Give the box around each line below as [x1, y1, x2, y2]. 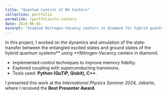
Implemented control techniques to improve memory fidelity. [12, 60, 137, 66]
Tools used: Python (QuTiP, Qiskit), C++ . [12, 70, 97, 76]
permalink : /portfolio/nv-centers [5, 16, 77, 21]
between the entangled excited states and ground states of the [22, 45, 152, 51]
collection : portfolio [5, 12, 52, 17]
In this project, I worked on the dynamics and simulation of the [5, 39, 133, 45]
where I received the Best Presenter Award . [5, 85, 96, 91]
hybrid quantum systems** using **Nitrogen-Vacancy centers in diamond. [5, 50, 159, 56]
